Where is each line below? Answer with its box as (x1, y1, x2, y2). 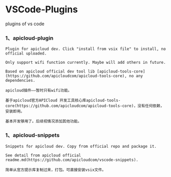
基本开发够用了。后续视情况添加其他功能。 (5, 119, 82, 124)
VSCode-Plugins (5, 4, 78, 15)
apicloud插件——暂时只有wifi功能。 (5, 88, 72, 93)
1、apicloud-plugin (5, 34, 54, 42)
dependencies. (5, 78, 36, 83)
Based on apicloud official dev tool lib (5, 69, 95, 74)
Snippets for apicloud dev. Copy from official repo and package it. (5, 144, 157, 149)
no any (129, 74, 143, 79)
